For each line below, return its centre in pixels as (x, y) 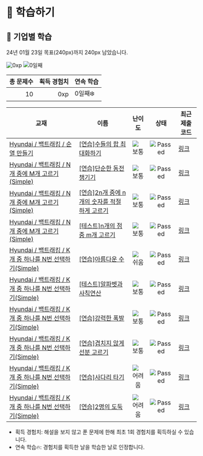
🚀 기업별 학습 (29, 37)
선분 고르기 (94, 352)
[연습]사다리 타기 (102, 377)
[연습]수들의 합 (99, 144)
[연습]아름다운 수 (102, 259)
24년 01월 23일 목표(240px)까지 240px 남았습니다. (67, 52)
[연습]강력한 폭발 (102, 318)
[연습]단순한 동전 (102, 168)
